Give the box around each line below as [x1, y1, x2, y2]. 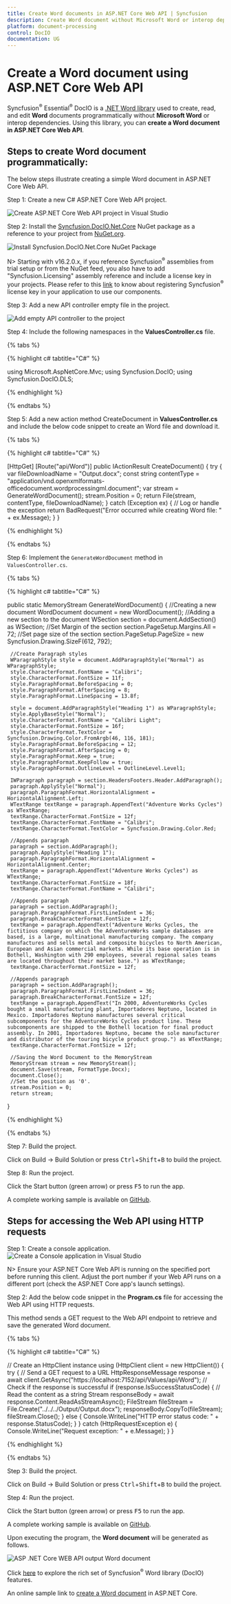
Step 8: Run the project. [7, 1168, 74, 1177]
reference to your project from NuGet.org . [7, 229, 126, 237]
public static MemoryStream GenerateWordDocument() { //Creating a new [7, 600, 217, 609]
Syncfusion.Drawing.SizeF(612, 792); [7, 637, 112, 645]
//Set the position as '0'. [10, 1078, 91, 1084]
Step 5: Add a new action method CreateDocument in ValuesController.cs [7, 414, 218, 423]
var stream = [142, 484, 179, 492]
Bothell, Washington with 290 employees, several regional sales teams [7, 951, 217, 959]
